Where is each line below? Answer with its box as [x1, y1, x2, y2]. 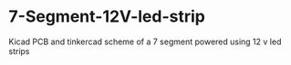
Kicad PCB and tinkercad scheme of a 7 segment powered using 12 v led [8, 36, 282, 47]
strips [8, 45, 30, 56]
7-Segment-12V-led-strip [8, 6, 206, 27]
